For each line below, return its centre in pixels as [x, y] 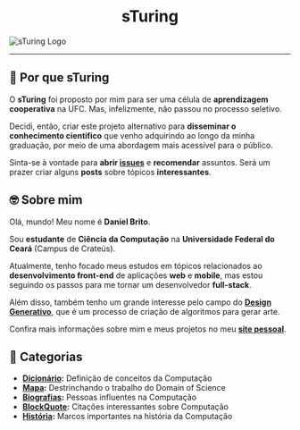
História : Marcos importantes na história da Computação [127, 417]
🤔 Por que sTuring [59, 78]
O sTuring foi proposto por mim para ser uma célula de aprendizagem [139, 99]
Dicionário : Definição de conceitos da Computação [117, 378]
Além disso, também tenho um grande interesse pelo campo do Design [141, 302]
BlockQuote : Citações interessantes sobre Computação [125, 407]
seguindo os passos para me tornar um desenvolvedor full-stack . [130, 284]
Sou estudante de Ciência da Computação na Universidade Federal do [142, 239]
